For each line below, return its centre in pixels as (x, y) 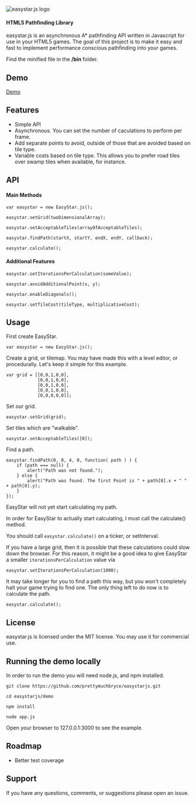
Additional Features (30, 261)
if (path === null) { (43, 466)
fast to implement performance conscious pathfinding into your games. (92, 48)
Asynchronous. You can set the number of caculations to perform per (98, 130)
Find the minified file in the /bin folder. (52, 59)
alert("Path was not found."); (65, 471)
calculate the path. (28, 594)
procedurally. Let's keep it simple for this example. (67, 364)
